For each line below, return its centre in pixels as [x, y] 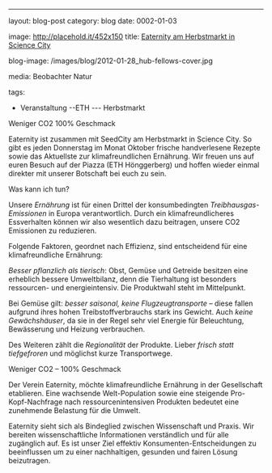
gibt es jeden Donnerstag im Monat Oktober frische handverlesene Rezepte [134, 148]
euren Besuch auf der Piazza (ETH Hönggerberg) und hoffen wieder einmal [134, 165]
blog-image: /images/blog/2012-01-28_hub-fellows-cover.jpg [110, 61]
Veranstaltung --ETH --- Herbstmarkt [83, 108]
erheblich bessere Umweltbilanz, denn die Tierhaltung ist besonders [123, 279]
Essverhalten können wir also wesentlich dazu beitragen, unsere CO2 [124, 222]
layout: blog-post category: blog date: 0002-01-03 [93, 21]
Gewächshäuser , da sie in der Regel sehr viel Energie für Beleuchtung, [126, 321]
